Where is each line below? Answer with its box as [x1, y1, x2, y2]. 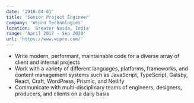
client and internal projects [14, 59, 80, 66]
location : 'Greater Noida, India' [6, 25, 92, 31]
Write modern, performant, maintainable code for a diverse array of [14, 53, 180, 59]
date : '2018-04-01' [6, 8, 55, 15]
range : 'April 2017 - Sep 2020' [6, 31, 86, 37]
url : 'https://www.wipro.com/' [6, 36, 84, 42]
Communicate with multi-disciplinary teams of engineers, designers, [14, 84, 182, 91]
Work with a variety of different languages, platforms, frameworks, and [14, 65, 189, 72]
